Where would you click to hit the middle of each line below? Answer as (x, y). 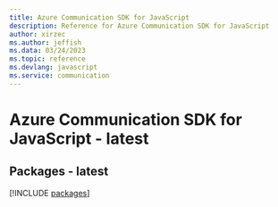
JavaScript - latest (79, 138)
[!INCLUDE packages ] (50, 193)
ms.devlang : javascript (54, 68)
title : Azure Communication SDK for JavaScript (100, 17)
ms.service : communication (59, 76)
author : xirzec (38, 34)
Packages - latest (59, 172)
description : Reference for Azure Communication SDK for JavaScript (139, 26)
